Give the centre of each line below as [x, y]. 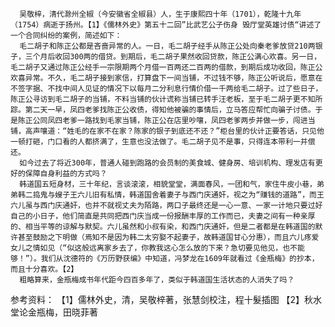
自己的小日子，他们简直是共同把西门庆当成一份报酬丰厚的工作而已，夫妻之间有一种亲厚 [163, 216]
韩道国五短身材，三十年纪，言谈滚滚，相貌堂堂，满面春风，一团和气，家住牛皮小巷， [168, 184]
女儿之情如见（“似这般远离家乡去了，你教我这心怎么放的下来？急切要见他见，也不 [154, 248]
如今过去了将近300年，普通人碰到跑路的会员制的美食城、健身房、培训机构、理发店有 [167, 163]
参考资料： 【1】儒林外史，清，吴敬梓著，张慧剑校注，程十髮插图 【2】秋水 [166, 299]
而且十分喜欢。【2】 [44, 269]
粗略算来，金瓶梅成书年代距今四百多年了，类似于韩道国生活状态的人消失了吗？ [157, 280]
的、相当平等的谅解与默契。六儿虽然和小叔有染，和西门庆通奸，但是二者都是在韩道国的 [163, 227]
